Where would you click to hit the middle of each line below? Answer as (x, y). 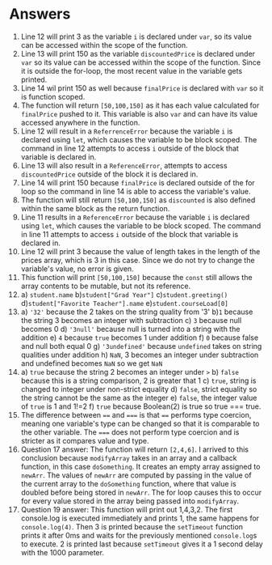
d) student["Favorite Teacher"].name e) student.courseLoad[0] (124, 303)
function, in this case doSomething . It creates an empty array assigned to (140, 466)
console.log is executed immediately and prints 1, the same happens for (140, 518)
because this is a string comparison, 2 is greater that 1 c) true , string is (138, 380)
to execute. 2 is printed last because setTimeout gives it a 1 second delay (142, 544)
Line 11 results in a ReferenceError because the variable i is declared (135, 217)
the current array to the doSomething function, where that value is (128, 483)
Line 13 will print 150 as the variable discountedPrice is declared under (138, 53)
